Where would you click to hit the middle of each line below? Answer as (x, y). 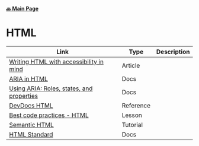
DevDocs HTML (31, 105)
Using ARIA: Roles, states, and (51, 88)
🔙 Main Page (23, 9)
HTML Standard (31, 134)
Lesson (132, 115)
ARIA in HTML (29, 78)
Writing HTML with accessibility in (56, 62)
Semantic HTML (32, 125)
